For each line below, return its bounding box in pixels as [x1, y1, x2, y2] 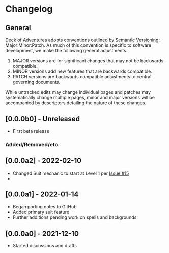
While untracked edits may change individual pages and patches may [5, 89, 151, 95]
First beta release [12, 128, 50, 134]
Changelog [5, 3, 53, 15]
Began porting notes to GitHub [12, 204, 77, 210]
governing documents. [12, 79, 61, 85]
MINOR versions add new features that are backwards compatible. [12, 68, 153, 74]
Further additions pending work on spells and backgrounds [12, 214, 137, 220]
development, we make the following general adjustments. [5, 48, 128, 53]
